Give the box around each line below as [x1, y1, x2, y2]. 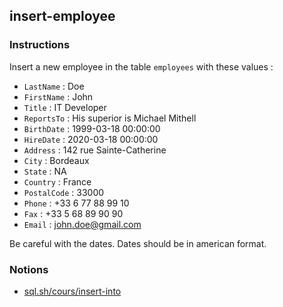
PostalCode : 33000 [23, 186, 105, 198]
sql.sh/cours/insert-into [23, 285, 122, 297]
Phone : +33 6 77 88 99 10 [23, 197, 130, 209]
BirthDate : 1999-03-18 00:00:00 [23, 122, 161, 134]
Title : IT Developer [23, 101, 107, 113]
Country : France [23, 175, 92, 188]
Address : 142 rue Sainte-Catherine [23, 144, 167, 156]
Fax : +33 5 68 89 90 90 [23, 207, 124, 219]
